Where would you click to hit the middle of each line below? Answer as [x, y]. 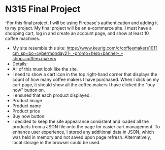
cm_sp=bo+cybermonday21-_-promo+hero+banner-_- [67, 53]
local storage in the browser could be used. [56, 142]
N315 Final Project [43, 9]
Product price [26, 111]
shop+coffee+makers [34, 58]
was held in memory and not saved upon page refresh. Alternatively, [82, 137]
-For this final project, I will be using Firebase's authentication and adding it [82, 23]
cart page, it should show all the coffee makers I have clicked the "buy [83, 84]
